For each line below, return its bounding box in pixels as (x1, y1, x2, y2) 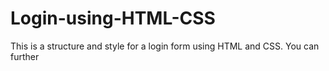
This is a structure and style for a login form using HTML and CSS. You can (10, 40, 320, 52)
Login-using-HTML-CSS (10, 7, 216, 30)
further (10, 50, 40, 62)
